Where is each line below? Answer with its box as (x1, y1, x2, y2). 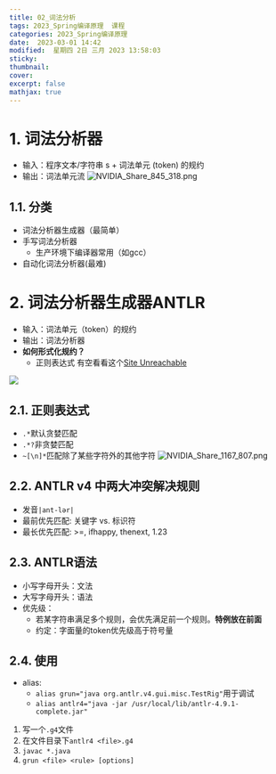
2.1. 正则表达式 (9, 403, 90, 418)
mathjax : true (9, 87, 62, 96)
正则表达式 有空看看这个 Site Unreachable (35, 357, 187, 368)
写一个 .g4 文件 (21, 724, 74, 735)
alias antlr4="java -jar (35, 700, 128, 709)
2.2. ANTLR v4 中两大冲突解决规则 (9, 478, 200, 494)
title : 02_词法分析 (9, 12, 77, 22)
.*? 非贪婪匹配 (21, 439, 74, 450)
